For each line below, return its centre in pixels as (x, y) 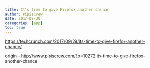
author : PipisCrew (24, 14)
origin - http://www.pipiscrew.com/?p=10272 (50, 56)
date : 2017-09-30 (23, 18)
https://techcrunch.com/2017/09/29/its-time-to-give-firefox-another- (75, 41)
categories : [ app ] (24, 23)
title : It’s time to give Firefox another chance (57, 9)
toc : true (15, 28)
